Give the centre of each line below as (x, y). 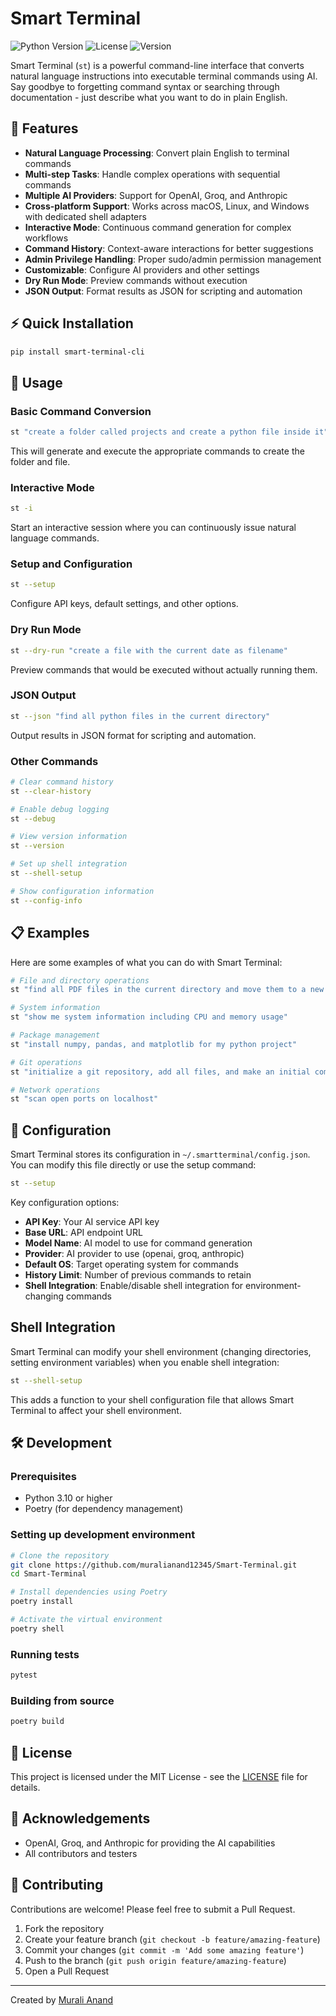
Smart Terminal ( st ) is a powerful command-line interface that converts (157, 65)
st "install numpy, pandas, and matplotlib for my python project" (154, 1044)
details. (25, 1787)
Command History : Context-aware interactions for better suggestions (169, 248)
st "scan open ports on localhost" (84, 1099)
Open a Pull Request (67, 1971)
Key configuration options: (65, 1202)
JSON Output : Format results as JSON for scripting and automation (163, 291)
